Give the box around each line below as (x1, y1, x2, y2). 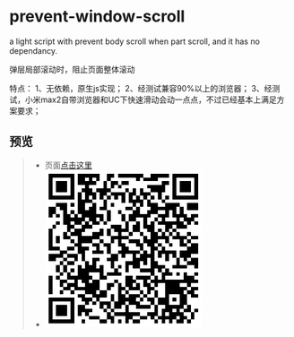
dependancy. (9, 45, 58, 56)
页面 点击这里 (44, 160, 92, 170)
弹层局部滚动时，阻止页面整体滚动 (9, 64, 135, 74)
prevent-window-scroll (9, 6, 186, 27)
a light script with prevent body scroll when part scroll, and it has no (9, 36, 260, 47)
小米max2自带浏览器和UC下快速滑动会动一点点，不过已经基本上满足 (24, 94, 277, 105)
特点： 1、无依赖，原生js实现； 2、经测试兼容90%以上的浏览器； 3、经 (9, 82, 272, 93)
